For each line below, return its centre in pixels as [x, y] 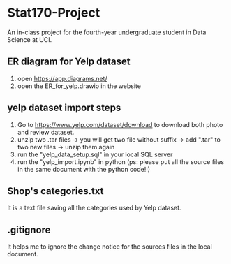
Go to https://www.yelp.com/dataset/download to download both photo [120, 124]
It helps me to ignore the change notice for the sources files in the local [110, 247]
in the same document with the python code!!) [84, 169]
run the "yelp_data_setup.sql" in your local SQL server [95, 154]
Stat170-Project [54, 13]
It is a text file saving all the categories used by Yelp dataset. [94, 208]
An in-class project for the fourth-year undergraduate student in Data [107, 32]
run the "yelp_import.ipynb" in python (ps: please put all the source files [121, 161]
